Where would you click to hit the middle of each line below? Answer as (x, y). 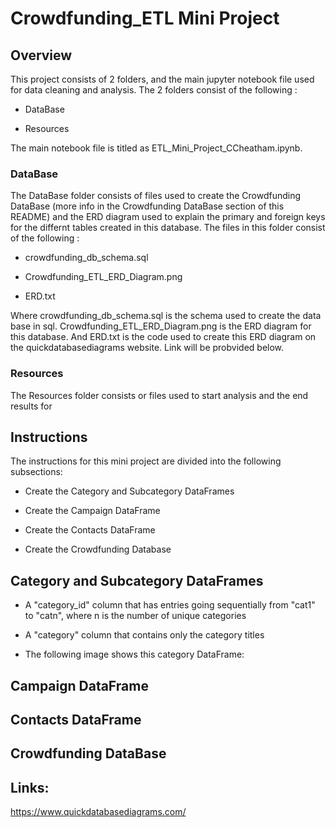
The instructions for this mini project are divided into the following (146, 461)
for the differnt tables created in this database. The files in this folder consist (168, 228)
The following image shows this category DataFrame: (134, 654)
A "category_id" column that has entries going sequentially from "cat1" (170, 605)
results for (31, 406)
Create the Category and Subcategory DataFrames (129, 491)
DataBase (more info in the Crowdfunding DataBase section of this (147, 206)
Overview (41, 55)
